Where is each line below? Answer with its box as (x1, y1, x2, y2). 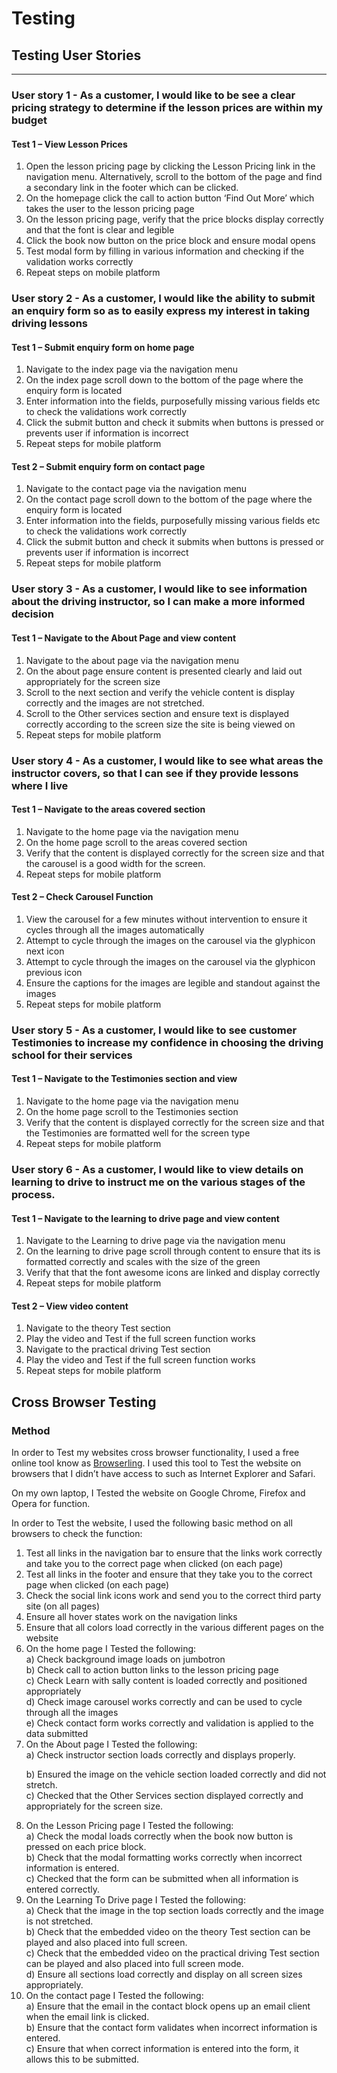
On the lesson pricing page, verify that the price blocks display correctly (25, 213, 324, 226)
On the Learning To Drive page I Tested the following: (25, 1894, 246, 1906)
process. (11, 1187, 56, 1201)
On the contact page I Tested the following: (25, 1990, 204, 2002)
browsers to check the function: (11, 1528, 143, 1540)
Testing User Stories (11, 47, 142, 64)
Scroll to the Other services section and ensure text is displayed (25, 707, 290, 719)
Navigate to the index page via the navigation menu (25, 363, 239, 376)
